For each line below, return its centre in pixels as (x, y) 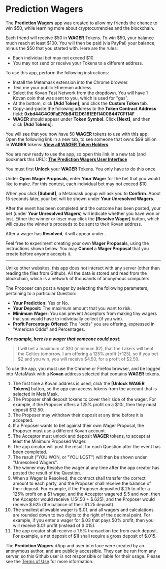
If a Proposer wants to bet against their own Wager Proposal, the (78, 425)
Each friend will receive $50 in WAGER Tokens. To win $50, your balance (80, 38)
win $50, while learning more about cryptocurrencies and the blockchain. (80, 28)
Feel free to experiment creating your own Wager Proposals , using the (77, 243)
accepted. (23, 420)
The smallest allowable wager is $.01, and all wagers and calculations (83, 510)
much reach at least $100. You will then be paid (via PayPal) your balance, (81, 43)
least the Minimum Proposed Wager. (50, 441)
